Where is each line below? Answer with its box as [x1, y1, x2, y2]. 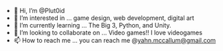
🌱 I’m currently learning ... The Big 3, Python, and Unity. [13, 21, 172, 29]
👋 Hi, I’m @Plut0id [13, 7, 65, 14]
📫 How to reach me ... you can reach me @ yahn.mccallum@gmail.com [13, 37, 216, 44]
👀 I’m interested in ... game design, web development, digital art [13, 14, 195, 22]
